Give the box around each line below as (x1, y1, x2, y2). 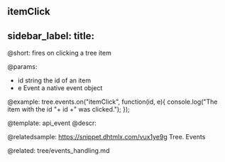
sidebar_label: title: (7, 30, 94, 42)
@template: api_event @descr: (7, 119, 97, 127)
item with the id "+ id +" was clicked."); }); (7, 105, 130, 114)
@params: (7, 63, 38, 71)
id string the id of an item (17, 76, 91, 85)
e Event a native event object (17, 84, 103, 92)
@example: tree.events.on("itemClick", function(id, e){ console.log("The (7, 97, 218, 106)
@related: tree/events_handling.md (7, 146, 110, 155)
